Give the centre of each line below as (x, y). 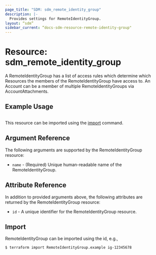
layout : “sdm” (19, 23)
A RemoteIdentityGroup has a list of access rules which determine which (78, 76)
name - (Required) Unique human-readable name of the (67, 165)
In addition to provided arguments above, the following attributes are (74, 197)
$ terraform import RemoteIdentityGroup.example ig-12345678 (68, 248)
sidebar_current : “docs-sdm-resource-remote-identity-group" (68, 28)
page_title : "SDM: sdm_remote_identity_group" (53, 10)
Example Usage (29, 107)
